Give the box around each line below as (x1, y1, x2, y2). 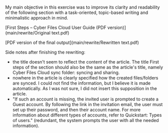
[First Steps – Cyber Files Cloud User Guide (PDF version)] (5, 24, 126, 30)
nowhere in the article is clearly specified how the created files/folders (12, 75, 158, 80)
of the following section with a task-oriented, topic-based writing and (5, 9, 148, 15)
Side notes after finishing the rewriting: (5, 49, 86, 55)
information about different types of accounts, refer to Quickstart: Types (12, 112, 162, 118)
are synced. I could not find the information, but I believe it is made (12, 80, 151, 86)
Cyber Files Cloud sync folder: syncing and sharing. (12, 69, 120, 75)
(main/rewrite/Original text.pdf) (5, 30, 69, 35)
